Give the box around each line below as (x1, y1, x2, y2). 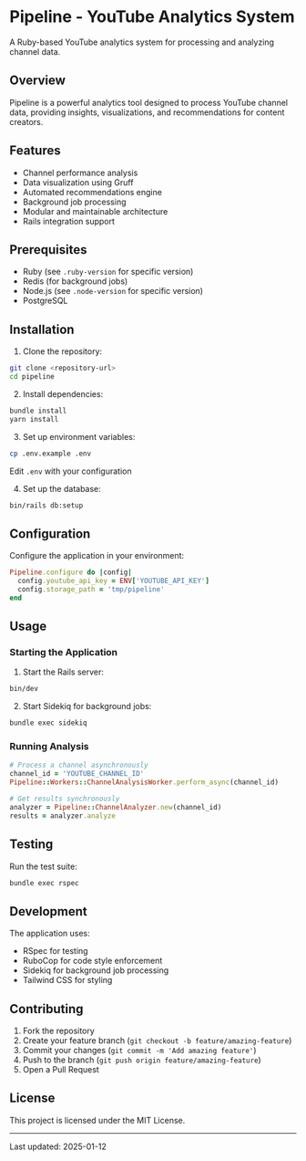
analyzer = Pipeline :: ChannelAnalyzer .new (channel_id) (9, 802, 222, 811)
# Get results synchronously (9, 794, 120, 804)
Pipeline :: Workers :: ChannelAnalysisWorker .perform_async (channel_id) (9, 778, 280, 787)
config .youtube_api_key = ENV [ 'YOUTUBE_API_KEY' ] (17, 577, 209, 586)
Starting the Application (9, 646, 118, 659)
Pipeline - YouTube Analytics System (9, 6, 295, 27)
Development (9, 904, 88, 919)
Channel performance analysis (22, 167, 138, 178)
